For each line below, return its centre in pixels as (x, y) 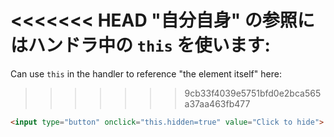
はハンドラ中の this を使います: (140, 45)
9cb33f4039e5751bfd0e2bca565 (253, 93)
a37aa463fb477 (217, 103)
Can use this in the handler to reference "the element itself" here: (146, 73)
